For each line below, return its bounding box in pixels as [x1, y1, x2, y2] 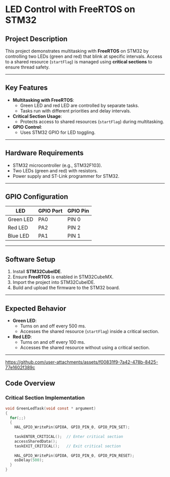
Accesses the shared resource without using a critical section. [20, 345, 150, 351]
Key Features [5, 84, 48, 92]
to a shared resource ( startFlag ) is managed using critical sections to [5, 59, 153, 64]
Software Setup [5, 255, 56, 264]
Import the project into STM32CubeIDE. [12, 279, 95, 285]
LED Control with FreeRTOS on [5, 4, 136, 15]
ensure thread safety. [5, 64, 50, 70]
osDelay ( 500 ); [14, 458, 44, 463]
